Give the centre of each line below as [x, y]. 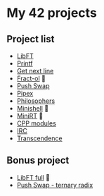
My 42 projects [52, 13]
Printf [25, 63]
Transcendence [39, 138]
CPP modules [37, 123]
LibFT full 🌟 [33, 177]
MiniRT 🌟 [30, 116]
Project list [31, 39]
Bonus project [38, 160]
